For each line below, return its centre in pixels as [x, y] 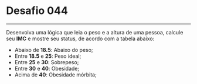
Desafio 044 [37, 11]
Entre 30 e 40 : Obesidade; [47, 68]
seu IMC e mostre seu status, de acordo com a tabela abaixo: [80, 38]
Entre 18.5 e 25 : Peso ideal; [48, 56]
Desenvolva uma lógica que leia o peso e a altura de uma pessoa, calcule [95, 32]
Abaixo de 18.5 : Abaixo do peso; [54, 50]
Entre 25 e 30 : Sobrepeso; [47, 62]
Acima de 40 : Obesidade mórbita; [55, 75]
